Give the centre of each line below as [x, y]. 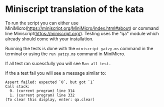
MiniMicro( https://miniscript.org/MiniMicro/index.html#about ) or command [82, 28]
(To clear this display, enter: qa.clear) [50, 100]
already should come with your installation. [49, 39]
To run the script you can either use [42, 23]
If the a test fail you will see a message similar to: [56, 73]
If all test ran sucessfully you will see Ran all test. [58, 63]
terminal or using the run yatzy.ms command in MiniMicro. [65, 54]
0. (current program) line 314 [42, 91]
